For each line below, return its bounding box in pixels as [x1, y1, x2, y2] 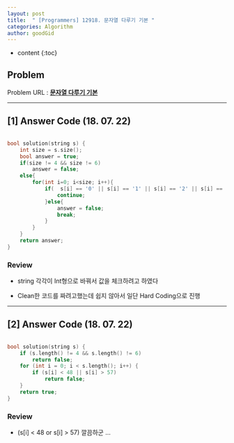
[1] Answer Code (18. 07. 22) [7, 116, 131, 127]
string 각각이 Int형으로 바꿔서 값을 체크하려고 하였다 [17, 277, 159, 286]
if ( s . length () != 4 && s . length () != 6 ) [19, 350, 142, 357]
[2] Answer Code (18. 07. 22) [7, 318, 133, 331]
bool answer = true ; [19, 153, 79, 160]
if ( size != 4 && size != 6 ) [19, 160, 101, 166]
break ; [56, 211, 77, 218]
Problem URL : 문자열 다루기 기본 [7, 88, 98, 97]
